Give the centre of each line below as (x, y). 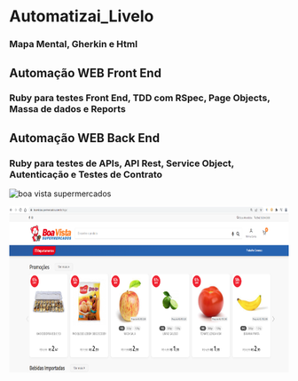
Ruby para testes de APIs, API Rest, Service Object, (122, 163)
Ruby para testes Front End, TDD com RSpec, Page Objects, (140, 98)
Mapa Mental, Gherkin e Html (74, 44)
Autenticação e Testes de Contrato (86, 174)
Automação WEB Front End (86, 73)
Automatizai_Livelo (82, 16)
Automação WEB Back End (85, 138)
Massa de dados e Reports (67, 109)
